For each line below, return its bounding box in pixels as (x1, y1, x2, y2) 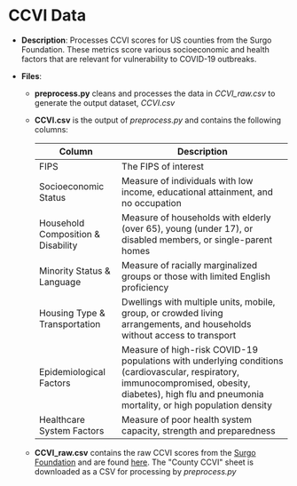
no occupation (121, 196, 183, 209)
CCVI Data (8, 5, 86, 26)
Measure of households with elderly (121, 211, 271, 223)
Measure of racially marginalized (121, 259, 258, 271)
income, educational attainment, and (121, 186, 274, 198)
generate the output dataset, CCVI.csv (34, 97, 176, 108)
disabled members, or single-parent (121, 233, 272, 245)
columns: (34, 123, 68, 134)
